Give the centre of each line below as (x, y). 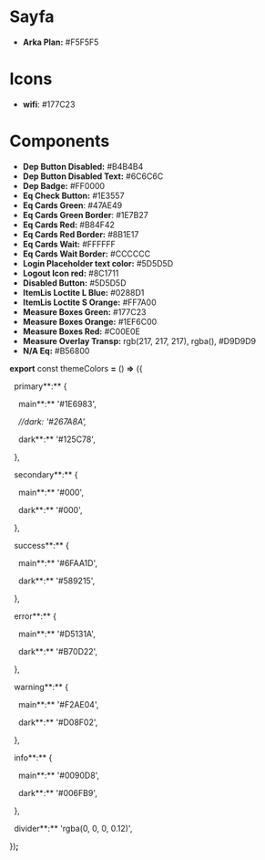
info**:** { (33, 757)
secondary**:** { (46, 474)
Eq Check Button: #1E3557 (73, 195)
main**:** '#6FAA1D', (58, 562)
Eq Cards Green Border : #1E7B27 (85, 215)
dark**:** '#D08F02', (58, 722)
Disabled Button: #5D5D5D (74, 283)
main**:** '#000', (51, 492)
